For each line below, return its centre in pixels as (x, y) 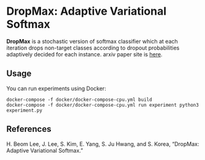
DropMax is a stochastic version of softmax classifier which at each (92, 41)
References (29, 129)
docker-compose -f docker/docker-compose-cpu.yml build (79, 99)
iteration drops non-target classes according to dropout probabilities (93, 48)
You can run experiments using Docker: (56, 88)
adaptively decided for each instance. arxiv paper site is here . (84, 54)
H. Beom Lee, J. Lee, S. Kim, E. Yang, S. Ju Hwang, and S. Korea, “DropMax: (103, 144)
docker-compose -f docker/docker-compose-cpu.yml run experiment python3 (103, 105)
